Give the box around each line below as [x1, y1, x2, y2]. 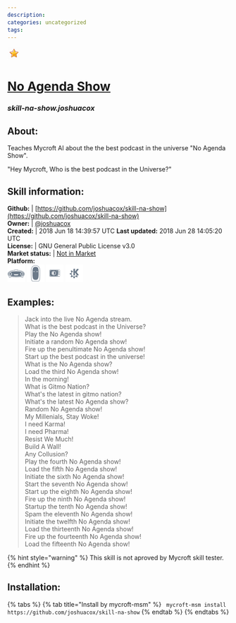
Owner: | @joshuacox [7, 219, 71, 228]
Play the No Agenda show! [24, 329, 102, 338]
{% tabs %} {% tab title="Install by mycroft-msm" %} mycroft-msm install [7, 600, 227, 608]
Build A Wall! [24, 442, 61, 451]
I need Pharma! [24, 427, 69, 435]
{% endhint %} [7, 561, 51, 569]
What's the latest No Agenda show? [24, 397, 129, 406]
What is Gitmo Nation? [24, 382, 90, 391]
